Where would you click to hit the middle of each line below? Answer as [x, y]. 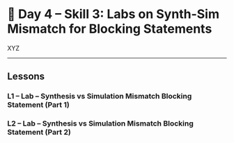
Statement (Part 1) [38, 105]
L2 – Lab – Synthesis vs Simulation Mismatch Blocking [100, 124]
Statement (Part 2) [39, 133]
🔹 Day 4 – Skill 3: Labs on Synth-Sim [113, 14]
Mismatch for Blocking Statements [110, 29]
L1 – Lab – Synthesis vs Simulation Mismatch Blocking [100, 96]
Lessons [26, 77]
